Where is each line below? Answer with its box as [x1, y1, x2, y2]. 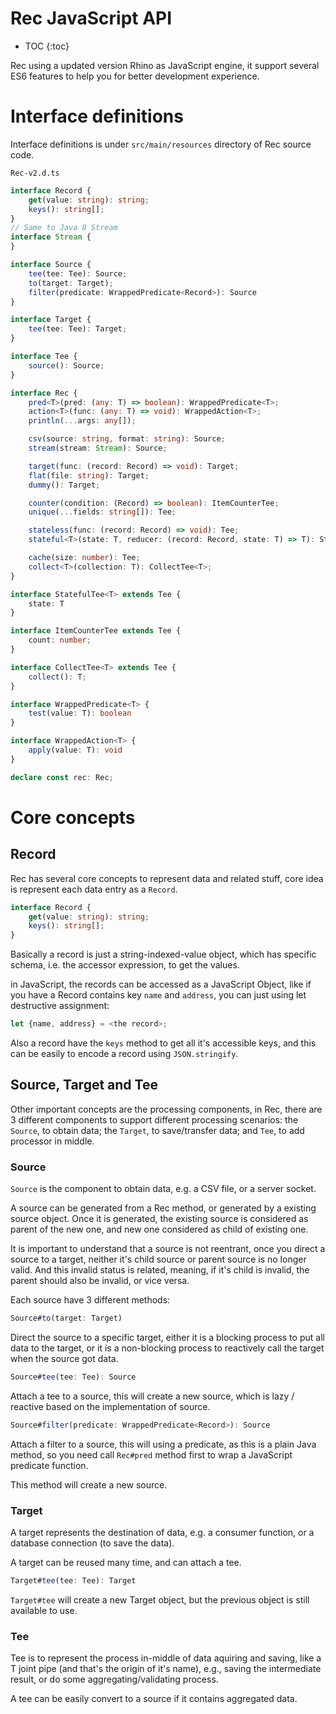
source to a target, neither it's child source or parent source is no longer [10, 1253, 307, 1266]
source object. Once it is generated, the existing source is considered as [10, 1213, 309, 1225]
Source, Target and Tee [10, 1077, 158, 1094]
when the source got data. [10, 1352, 119, 1364]
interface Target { [10, 315, 92, 325]
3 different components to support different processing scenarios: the [10, 1113, 299, 1126]
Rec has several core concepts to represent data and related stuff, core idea [10, 872, 324, 884]
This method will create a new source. [10, 1478, 168, 1491]
